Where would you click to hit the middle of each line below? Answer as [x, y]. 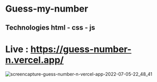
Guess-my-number [47, 9]
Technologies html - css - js [50, 28]
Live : [17, 49]
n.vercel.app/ [34, 60]
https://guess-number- [81, 49]
